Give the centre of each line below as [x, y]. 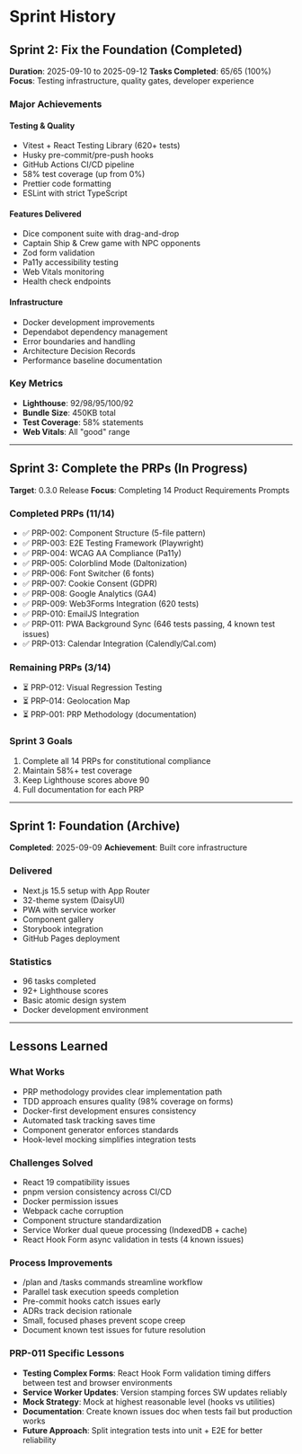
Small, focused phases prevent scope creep [104, 1321]
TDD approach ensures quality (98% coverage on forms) [128, 1101]
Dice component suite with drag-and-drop [101, 234]
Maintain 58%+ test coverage [77, 770]
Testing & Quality [42, 125]
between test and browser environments [97, 1382]
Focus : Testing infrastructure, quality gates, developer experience [132, 81]
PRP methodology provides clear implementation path [122, 1091]
